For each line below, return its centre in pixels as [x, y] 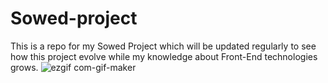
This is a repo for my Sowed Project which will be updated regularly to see [163, 46]
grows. [24, 67]
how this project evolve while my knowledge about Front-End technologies [164, 56]
